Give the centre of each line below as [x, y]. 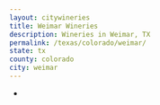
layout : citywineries [50, 17]
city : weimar [34, 68]
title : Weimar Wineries [54, 26]
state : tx [28, 51]
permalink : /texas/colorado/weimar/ [78, 43]
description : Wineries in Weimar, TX [80, 34]
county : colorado [42, 59]
